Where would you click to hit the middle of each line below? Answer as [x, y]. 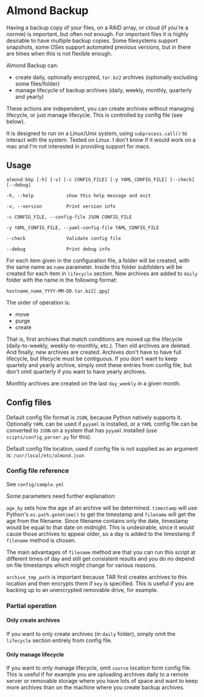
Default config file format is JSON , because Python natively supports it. [94, 417]
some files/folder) [37, 84]
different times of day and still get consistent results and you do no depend [100, 558]
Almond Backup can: [33, 65]
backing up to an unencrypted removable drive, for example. [82, 589]
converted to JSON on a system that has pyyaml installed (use [82, 430]
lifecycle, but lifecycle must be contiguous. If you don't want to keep [92, 359]
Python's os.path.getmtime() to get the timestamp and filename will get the [101, 514]
